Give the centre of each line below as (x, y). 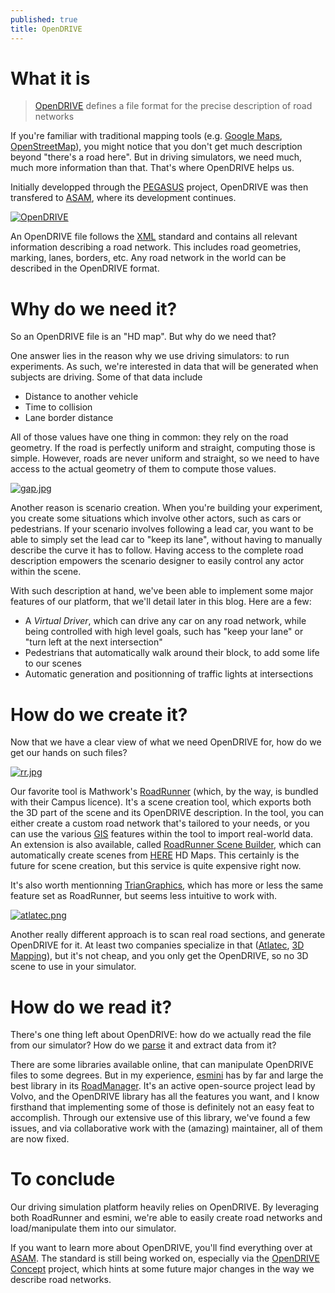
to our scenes (53, 663)
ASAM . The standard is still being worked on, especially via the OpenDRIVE (165, 1258)
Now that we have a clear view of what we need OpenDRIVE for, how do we (166, 742)
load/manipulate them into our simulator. (93, 1228)
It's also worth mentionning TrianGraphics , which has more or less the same (167, 885)
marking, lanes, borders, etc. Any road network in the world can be (148, 258)
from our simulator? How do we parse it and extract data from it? (143, 1045)
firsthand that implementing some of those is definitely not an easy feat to (162, 1107)
